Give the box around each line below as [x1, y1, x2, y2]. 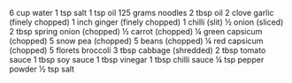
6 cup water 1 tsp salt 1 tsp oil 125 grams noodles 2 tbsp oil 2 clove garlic [9, 8, 274, 18]
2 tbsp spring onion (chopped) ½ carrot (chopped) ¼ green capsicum [9, 26, 263, 36]
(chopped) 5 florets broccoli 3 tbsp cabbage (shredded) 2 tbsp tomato [9, 45, 266, 56]
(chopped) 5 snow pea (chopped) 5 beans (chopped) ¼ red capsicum [9, 35, 264, 46]
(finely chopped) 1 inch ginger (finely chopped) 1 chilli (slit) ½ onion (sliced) [9, 17, 284, 27]
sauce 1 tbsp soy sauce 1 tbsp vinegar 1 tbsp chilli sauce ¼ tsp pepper [9, 55, 265, 64]
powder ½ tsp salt [9, 64, 75, 74]
